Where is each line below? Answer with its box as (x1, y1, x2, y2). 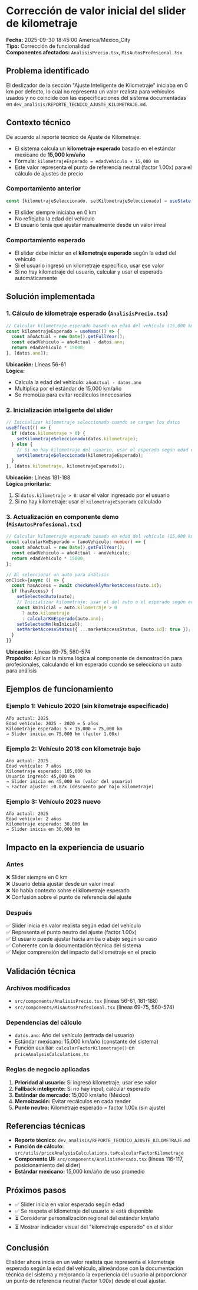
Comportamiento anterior (6, 184, 81, 193)
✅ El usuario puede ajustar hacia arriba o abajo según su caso (6, 935, 157, 943)
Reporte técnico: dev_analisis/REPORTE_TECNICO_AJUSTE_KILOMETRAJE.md (14, 1136, 190, 1144)
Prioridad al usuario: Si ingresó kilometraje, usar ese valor (14, 1078, 157, 1086)
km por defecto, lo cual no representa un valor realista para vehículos (6, 87, 175, 95)
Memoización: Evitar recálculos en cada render (14, 1097, 131, 1104)
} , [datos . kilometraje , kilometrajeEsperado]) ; (6, 463, 126, 469)
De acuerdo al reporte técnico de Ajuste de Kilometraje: (6, 133, 141, 140)
